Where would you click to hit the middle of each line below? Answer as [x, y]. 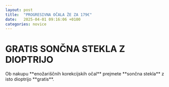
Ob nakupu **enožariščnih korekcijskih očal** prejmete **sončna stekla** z [85, 74]
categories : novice [26, 24]
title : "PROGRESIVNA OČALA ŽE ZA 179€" [49, 15]
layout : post [19, 10]
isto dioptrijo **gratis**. [30, 79]
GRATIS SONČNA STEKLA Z [65, 49]
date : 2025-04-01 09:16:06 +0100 [43, 19]
